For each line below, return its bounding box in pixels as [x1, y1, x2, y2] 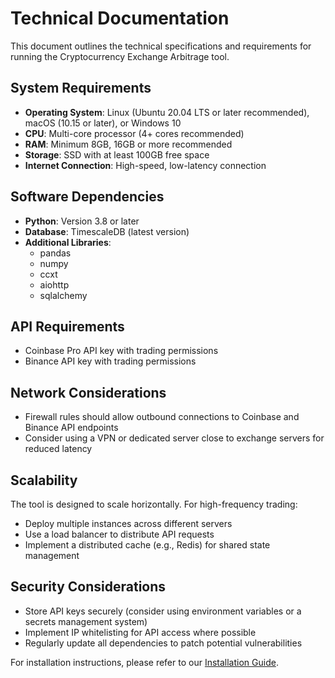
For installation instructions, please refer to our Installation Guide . [10, 656, 279, 668]
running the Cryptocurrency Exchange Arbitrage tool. [10, 50, 230, 62]
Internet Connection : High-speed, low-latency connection [24, 159, 267, 171]
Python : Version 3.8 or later [24, 215, 140, 227]
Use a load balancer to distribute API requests [24, 528, 215, 540]
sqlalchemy [39, 289, 88, 301]
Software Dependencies [10, 188, 165, 206]
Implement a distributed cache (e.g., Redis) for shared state [24, 539, 271, 551]
